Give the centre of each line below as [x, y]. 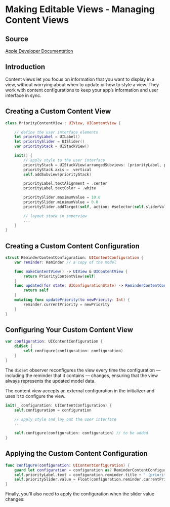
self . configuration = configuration [53, 410]
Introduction [25, 67]
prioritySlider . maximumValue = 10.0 [62, 197]
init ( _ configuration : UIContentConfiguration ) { [59, 405]
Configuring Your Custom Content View [69, 330]
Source [17, 39]
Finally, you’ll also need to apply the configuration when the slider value [80, 494]
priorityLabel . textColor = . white [60, 188]
